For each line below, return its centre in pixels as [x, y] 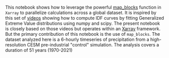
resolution [16, 45]
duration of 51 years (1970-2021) [39, 50]
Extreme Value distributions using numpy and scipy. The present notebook [83, 23]
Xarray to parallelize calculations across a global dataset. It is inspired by [81, 13]
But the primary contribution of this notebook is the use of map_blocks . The [83, 34]
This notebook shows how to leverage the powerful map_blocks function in [83, 7]
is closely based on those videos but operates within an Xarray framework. [83, 29]
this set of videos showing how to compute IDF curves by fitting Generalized [85, 18]
